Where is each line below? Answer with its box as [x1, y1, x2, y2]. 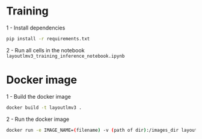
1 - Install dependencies [6, 24, 66, 31]
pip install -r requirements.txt [6, 36, 90, 42]
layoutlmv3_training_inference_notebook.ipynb [6, 53, 125, 59]
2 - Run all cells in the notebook [6, 46, 85, 54]
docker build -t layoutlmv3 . [6, 104, 82, 111]
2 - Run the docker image [6, 116, 70, 123]
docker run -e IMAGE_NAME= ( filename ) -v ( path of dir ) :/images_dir [6, 127, 179, 133]
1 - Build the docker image [6, 93, 71, 100]
